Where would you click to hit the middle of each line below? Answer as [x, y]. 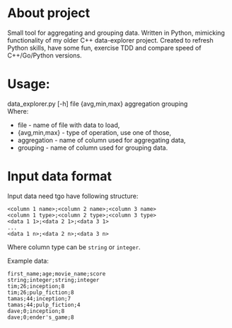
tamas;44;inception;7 [39, 299]
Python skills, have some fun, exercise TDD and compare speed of [104, 48]
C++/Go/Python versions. [45, 55]
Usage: [29, 84]
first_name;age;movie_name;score [57, 274]
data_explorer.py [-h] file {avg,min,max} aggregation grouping [98, 104]
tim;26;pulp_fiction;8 [41, 293]
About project [49, 13]
